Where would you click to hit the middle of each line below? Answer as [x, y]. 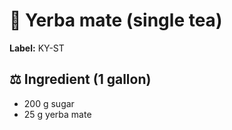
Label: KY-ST [37, 48]
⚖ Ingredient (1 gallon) [80, 79]
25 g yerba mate [57, 114]
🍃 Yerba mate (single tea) [116, 20]
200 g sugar [49, 103]
